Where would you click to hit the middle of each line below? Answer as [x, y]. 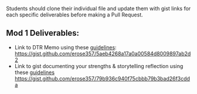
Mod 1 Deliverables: [43, 33]
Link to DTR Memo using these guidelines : [65, 47]
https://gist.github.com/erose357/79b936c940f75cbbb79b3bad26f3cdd [102, 78]
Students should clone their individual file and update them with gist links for [98, 9]
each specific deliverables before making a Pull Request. [75, 15]
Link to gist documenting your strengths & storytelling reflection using [99, 66]
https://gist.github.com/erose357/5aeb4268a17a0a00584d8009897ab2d [103, 53]
